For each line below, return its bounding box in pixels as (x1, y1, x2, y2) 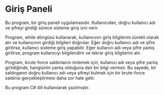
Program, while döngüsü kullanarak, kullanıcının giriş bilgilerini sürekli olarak (5, 34, 159, 40)
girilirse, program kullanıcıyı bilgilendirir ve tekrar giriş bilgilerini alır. (5, 50, 141, 56)
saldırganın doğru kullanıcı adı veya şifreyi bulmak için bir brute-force (5, 70, 145, 75)
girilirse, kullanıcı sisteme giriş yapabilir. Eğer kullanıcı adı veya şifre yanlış (5, 45, 155, 50)
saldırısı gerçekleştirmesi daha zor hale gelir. (5, 75, 95, 81)
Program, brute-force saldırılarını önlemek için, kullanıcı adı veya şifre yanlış (5, 59, 158, 65)
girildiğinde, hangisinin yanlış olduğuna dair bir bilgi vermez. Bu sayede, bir (5, 65, 157, 71)
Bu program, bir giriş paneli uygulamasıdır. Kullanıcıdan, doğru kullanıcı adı (5, 20, 156, 25)
